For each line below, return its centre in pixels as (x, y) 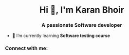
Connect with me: (27, 48)
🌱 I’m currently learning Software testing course (61, 36)
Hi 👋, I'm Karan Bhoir (82, 10)
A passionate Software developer (82, 25)
